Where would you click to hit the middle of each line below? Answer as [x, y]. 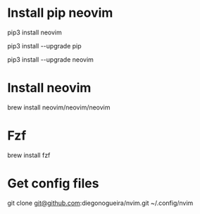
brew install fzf [29, 155]
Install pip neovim [60, 13]
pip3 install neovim [35, 32]
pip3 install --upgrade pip [45, 46]
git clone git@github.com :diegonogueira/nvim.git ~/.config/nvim [100, 203]
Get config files [53, 183]
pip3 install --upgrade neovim [50, 59]
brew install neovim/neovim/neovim [59, 107]
